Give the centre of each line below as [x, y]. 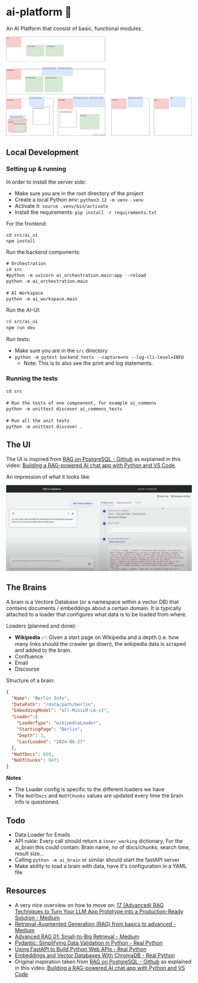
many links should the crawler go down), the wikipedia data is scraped [100, 644]
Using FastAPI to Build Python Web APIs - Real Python [80, 949]
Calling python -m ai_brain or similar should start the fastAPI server [97, 860]
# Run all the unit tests [38, 421]
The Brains [27, 588]
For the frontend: [27, 223]
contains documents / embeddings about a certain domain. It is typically [94, 608]
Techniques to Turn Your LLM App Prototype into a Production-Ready [99, 911]
